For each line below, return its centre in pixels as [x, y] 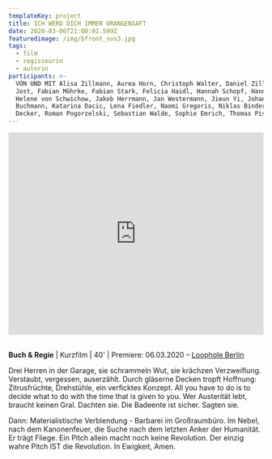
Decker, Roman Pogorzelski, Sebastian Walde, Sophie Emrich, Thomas [134, 114]
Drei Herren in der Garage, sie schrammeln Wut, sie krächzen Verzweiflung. [135, 370]
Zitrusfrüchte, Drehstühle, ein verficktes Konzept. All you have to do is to [130, 388]
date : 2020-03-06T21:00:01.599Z [63, 31]
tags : [17, 46]
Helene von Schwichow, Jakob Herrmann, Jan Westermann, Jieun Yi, [130, 99]
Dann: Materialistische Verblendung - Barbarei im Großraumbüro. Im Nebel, [134, 421]
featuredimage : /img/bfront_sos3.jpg [72, 38]
